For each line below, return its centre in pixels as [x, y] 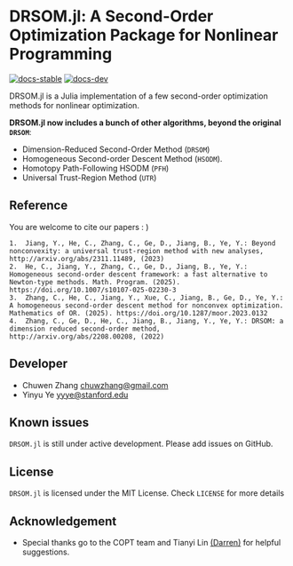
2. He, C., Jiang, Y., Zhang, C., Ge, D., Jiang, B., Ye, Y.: [129, 267]
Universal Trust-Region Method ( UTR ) [89, 177]
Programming [61, 54]
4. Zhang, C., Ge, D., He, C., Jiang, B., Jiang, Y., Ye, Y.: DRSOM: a [146, 321]
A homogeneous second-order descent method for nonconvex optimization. [146, 305]
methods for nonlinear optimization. [75, 105]
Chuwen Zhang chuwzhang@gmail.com [95, 385]
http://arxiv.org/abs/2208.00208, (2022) [87, 336]
